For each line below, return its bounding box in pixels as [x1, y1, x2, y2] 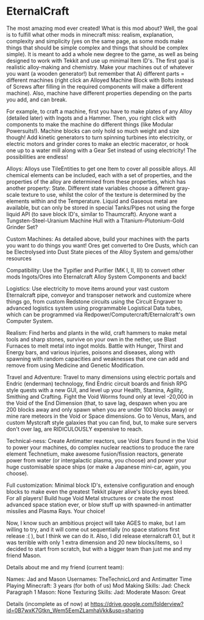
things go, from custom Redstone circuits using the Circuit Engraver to [6, 297, 183, 305]
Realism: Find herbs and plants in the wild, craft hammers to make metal [6, 329, 187, 337]
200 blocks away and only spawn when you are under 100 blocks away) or [6, 406, 194, 413]
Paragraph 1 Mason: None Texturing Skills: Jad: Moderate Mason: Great [6, 588, 186, 596]
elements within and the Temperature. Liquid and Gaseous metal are [6, 197, 178, 205]
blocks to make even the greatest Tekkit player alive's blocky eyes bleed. [6, 487, 190, 495]
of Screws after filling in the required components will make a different [6, 82, 183, 90]
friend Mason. [6, 552, 41, 559]
